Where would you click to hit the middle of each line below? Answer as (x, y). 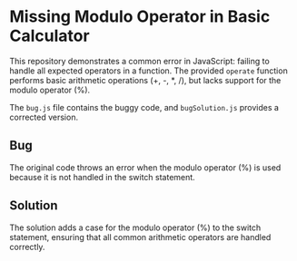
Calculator (49, 36)
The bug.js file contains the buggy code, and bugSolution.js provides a (144, 107)
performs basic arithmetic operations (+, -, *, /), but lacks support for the (145, 80)
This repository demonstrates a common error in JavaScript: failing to (139, 61)
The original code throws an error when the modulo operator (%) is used (145, 167)
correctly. (27, 246)
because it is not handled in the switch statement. (102, 177)
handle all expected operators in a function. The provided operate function (148, 71)
